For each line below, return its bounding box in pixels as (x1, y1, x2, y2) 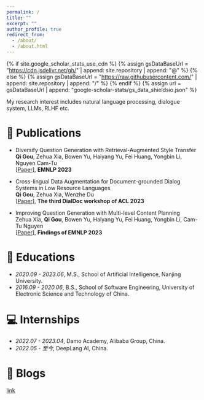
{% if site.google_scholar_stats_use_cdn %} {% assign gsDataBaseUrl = (6, 60, 189, 67)
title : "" (6, 15, 32, 21)
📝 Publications (6, 126, 82, 140)
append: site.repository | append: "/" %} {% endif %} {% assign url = (6, 79, 181, 87)
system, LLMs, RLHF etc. (6, 104, 69, 112)
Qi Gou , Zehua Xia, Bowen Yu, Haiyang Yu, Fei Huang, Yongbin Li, (15, 153, 182, 160)
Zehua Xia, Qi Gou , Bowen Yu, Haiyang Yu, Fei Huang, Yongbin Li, (15, 215, 182, 223)
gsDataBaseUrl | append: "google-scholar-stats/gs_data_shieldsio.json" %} (6, 86, 198, 93)
